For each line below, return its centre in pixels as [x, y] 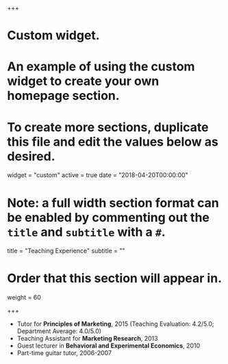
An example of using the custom [101, 67]
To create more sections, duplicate [108, 127]
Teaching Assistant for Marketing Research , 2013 [88, 339]
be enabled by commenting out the [109, 217]
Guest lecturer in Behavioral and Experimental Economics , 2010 [109, 346]
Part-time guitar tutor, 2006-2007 [64, 353]
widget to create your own [83, 81]
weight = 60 [24, 298]
